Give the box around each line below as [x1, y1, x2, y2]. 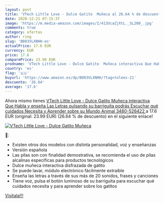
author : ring [5, 35, 32, 40]
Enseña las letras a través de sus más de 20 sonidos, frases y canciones [12, 173, 159, 179]
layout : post [5, 7, 32, 12]
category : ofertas [5, 30, 42, 35]
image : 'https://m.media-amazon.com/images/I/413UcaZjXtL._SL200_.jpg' [5, 20, 154, 26]
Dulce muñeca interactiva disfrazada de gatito [12, 162, 105, 168]
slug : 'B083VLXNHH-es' [5, 39, 51, 44]
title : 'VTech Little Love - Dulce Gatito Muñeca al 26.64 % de [5, 12, 141, 17]
